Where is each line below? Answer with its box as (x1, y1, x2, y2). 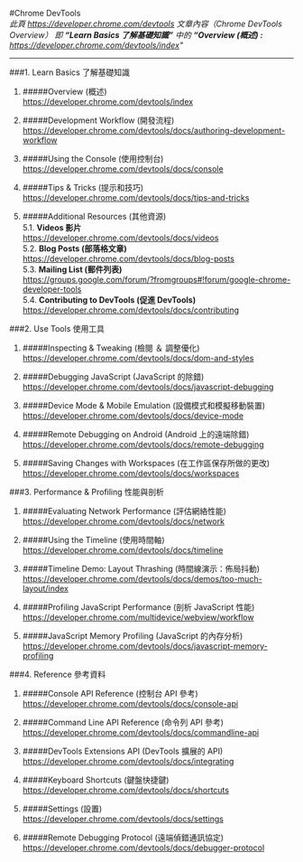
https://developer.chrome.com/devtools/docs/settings (22, 813, 224, 824)
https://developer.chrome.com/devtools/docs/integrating (22, 756, 234, 766)
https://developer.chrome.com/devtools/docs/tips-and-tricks (22, 192, 250, 202)
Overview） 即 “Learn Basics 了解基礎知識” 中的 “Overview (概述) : (9, 30, 263, 40)
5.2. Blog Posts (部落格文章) (22, 243, 128, 254)
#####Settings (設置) (22, 803, 103, 814)
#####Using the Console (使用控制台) (22, 154, 164, 164)
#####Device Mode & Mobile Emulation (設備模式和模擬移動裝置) (22, 400, 266, 410)
